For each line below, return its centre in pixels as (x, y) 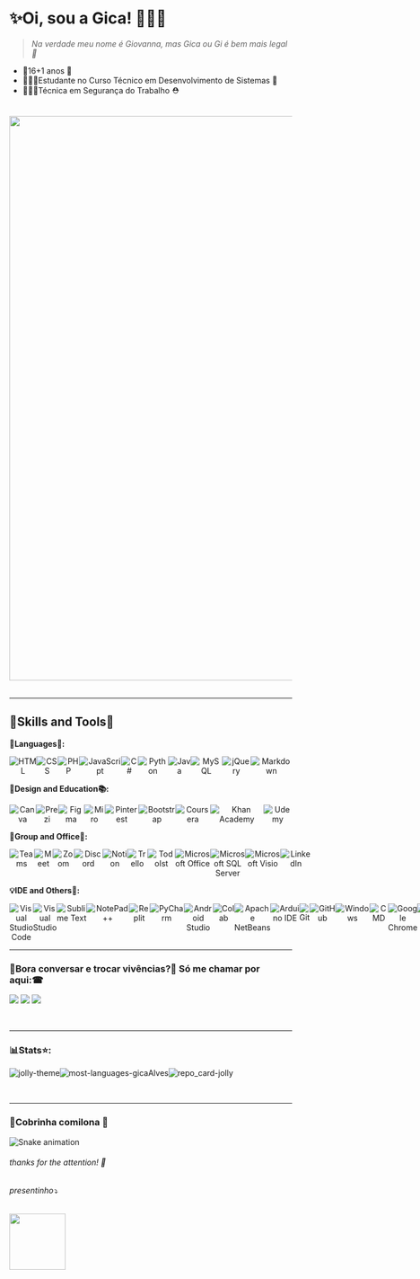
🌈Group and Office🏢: (48, 836)
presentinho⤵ (34, 1190)
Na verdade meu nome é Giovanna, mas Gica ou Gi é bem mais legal (159, 43)
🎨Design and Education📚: (59, 788)
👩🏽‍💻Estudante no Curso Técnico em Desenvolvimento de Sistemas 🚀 (150, 80)
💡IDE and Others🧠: (45, 890)
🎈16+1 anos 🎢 (47, 70)
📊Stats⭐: (31, 1050)
